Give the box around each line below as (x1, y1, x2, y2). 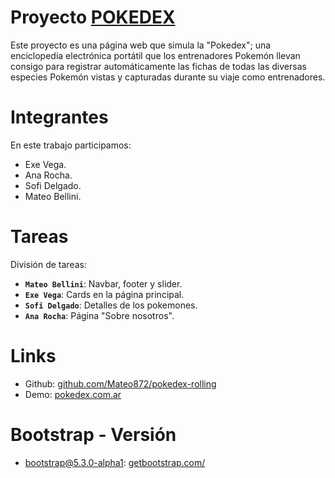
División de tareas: (10, 258, 87, 270)
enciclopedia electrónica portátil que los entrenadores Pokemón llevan (10, 49, 301, 61)
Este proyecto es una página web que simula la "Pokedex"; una (10, 39, 272, 51)
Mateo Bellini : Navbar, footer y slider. (24, 277, 183, 290)
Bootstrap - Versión (10, 423, 177, 446)
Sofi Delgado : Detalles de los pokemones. (24, 299, 198, 311)
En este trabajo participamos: (10, 139, 132, 151)
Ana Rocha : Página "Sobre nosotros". (24, 309, 175, 321)
